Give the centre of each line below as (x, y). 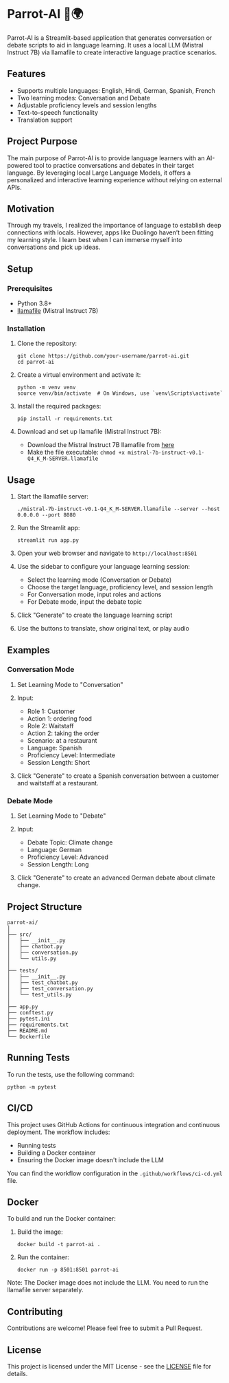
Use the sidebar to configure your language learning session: (104, 567)
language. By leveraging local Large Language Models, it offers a (99, 173)
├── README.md (27, 1031)
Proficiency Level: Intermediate (71, 755)
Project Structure (45, 907)
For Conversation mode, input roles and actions (94, 595)
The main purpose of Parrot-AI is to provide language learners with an (106, 158)
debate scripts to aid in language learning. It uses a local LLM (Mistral (105, 45)
